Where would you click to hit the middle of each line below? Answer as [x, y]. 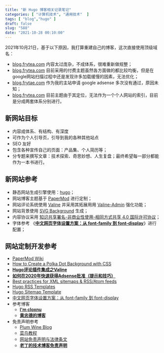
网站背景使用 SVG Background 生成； [50, 210]
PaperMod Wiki [28, 258]
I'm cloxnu [31, 309]
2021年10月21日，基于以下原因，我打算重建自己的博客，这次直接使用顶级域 [81, 47]
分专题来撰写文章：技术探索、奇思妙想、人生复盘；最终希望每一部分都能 [85, 156]
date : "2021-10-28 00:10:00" [35, 33]
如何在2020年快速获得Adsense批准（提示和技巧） [64, 276]
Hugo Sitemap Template [37, 292]
